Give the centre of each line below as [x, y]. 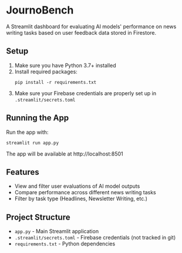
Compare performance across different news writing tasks [85, 193]
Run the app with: [27, 132]
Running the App [38, 118]
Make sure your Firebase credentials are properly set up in [85, 93]
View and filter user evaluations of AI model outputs [77, 186]
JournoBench [40, 10]
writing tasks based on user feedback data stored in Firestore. [81, 32]
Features [23, 172]
